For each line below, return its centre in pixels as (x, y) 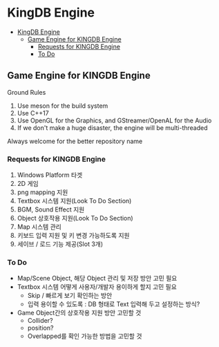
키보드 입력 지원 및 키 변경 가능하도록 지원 (73, 236)
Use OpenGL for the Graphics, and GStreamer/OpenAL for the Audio (114, 120)
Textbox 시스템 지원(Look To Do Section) (74, 201)
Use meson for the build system (63, 106)
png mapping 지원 (42, 192)
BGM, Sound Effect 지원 (51, 209)
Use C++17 (33, 113)
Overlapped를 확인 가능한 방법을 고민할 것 (85, 336)
